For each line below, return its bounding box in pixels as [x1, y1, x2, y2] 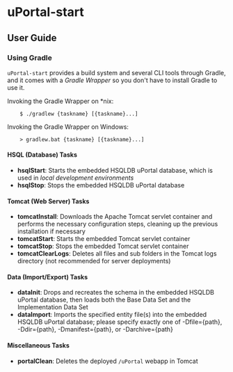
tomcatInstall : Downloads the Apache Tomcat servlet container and [17, 212, 213, 221]
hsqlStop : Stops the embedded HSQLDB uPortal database [17, 181, 185, 189]
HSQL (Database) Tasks [7, 150, 78, 159]
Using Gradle [7, 53, 52, 63]
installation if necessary [17, 227, 86, 235]
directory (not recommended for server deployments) [17, 257, 171, 265]
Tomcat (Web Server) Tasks [7, 196, 90, 206]
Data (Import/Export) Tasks [7, 272, 88, 281]
